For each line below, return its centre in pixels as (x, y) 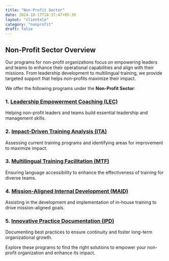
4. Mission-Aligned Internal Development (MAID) (67, 191)
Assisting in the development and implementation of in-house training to (81, 202)
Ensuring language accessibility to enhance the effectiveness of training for (84, 172)
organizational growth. (29, 237)
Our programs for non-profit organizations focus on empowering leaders (81, 62)
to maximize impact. (26, 148)
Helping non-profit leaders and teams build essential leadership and (77, 113)
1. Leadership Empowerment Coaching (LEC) (62, 101)
